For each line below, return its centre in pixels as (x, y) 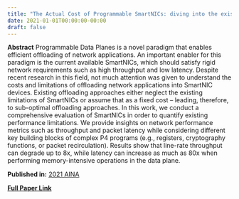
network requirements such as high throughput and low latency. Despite (113, 70)
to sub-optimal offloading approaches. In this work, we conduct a (103, 108)
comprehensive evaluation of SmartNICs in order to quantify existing (108, 115)
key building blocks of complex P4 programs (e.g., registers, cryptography (117, 138)
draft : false (27, 27)
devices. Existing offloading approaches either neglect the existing (105, 92)
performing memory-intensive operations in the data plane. (94, 161)
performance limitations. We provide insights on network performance (110, 123)
